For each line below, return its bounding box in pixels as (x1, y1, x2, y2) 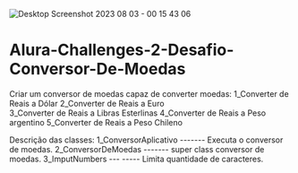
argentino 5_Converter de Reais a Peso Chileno (9, 117, 183, 127)
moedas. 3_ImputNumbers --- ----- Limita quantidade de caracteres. (9, 153, 264, 164)
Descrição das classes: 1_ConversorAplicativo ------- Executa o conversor (9, 134, 284, 145)
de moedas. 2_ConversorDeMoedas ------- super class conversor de (9, 143, 265, 154)
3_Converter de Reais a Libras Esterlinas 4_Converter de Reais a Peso (9, 108, 267, 118)
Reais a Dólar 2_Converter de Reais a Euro (9, 98, 165, 108)
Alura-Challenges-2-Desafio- (9, 40, 234, 60)
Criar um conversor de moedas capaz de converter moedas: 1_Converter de (9, 88, 289, 99)
